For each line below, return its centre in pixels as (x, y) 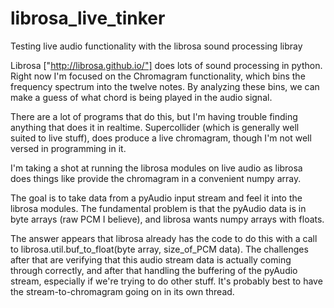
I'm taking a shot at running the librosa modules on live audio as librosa (156, 168)
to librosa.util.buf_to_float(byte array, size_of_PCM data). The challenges (159, 249)
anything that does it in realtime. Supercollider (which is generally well (155, 127)
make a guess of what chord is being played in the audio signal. (141, 97)
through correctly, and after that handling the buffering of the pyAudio (154, 270)
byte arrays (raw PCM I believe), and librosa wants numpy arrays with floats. (167, 219)
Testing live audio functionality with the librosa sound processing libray (156, 46)
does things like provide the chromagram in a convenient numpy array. (156, 178)
